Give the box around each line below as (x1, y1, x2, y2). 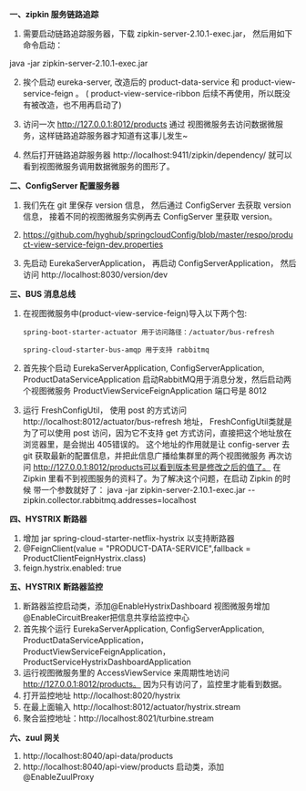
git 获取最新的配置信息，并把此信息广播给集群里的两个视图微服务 (22, 450, 267, 461)
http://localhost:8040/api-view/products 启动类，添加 (22, 761, 225, 772)
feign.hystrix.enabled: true (22, 562, 122, 573)
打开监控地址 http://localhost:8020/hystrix (22, 690, 180, 701)
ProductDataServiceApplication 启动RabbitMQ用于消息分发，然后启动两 (22, 374, 292, 385)
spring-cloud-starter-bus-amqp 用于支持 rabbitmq (22, 345, 209, 354)
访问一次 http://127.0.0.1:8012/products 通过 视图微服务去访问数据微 (22, 118, 276, 129)
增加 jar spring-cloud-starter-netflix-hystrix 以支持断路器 (22, 533, 235, 543)
